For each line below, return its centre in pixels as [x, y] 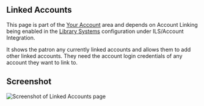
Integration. [21, 37]
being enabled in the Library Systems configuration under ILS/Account [95, 31]
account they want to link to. [42, 62]
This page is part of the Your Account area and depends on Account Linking [102, 24]
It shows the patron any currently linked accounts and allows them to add [99, 49]
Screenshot [29, 82]
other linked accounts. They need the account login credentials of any [94, 56]
